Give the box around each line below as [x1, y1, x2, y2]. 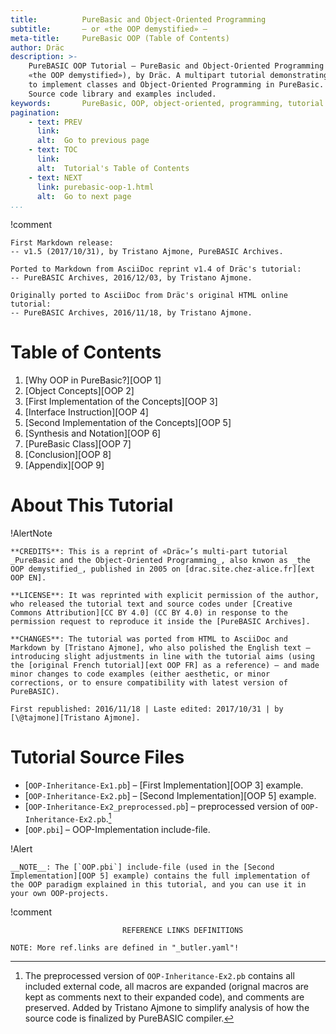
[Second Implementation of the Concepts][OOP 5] [24, 417, 232, 429]
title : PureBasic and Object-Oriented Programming [10, 14, 267, 25]
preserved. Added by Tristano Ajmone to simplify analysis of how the [24, 1001, 310, 1013]
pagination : [10, 107, 60, 118]
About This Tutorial [10, 494, 174, 517]
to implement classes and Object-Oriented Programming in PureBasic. [28, 80, 325, 90]
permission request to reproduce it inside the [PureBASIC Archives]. [10, 617, 311, 627]
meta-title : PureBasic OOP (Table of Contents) [10, 33, 230, 43]
